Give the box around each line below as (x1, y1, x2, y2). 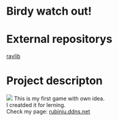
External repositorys (6, 32, 112, 46)
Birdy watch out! (6, 4, 92, 18)
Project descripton (6, 74, 103, 88)
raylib (6, 53, 21, 60)
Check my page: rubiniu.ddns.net (6, 108, 90, 116)
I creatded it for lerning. (6, 101, 66, 109)
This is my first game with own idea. (13, 95, 105, 102)
